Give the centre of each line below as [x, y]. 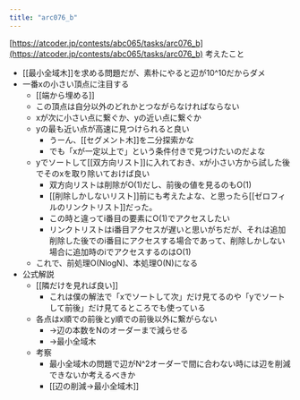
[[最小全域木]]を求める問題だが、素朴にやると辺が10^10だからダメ [144, 72]
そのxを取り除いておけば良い [97, 173]
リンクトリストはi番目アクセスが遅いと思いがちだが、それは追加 [167, 229]
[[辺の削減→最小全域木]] [94, 386]
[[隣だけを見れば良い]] [77, 285]
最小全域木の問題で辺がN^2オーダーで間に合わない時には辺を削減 [170, 363]
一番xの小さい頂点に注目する [76, 84]
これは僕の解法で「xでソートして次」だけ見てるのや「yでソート [167, 296]
